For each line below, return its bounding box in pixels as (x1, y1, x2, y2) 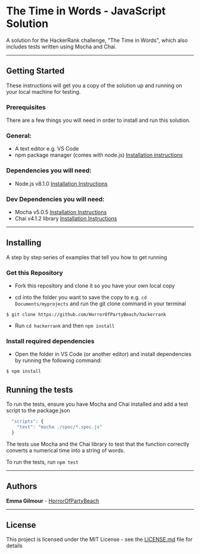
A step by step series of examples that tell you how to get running (6, 253, 168, 261)
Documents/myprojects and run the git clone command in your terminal (14, 300, 186, 307)
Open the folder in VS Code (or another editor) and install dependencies (14, 351, 192, 358)
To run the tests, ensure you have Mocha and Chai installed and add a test (6, 400, 189, 408)
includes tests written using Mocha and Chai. (6, 43, 117, 50)
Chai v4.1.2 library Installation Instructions (14, 215, 117, 222)
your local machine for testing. (6, 88, 81, 95)
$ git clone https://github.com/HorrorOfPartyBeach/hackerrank (6, 312, 167, 318)
